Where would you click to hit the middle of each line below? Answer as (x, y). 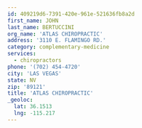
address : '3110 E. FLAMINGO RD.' (57, 41)
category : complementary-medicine (59, 47)
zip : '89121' (27, 87)
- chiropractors (38, 60)
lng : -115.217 (34, 113)
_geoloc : (20, 100)
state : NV (22, 80)
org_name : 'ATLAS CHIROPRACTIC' (55, 34)
